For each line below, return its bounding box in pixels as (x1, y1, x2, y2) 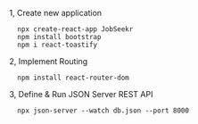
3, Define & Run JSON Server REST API (9, 89, 153, 99)
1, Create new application (9, 8, 103, 18)
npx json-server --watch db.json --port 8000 (17, 106, 190, 115)
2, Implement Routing (9, 56, 88, 66)
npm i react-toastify (17, 40, 98, 49)
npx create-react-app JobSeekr (17, 25, 134, 34)
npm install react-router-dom (17, 73, 129, 82)
